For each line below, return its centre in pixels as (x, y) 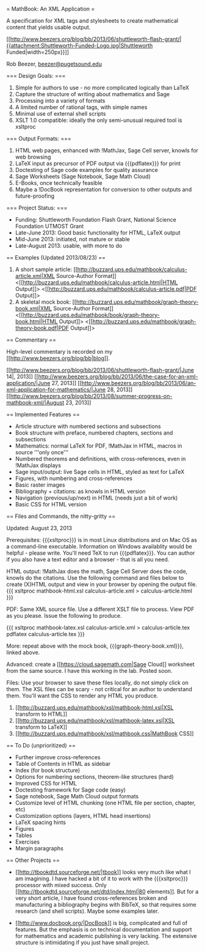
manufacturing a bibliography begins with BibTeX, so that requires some (106, 905)
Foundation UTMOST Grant (49, 226)
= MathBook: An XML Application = (51, 9)
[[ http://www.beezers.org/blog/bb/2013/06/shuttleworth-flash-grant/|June (100, 370)
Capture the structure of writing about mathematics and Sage (92, 94)
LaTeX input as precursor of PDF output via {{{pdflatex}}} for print (98, 163)
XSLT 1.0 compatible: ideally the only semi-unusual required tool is (99, 120)
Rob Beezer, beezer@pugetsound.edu (54, 64)
